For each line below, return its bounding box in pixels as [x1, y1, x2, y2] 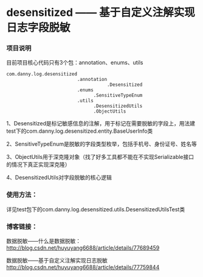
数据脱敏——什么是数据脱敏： [6, 237, 81, 245]
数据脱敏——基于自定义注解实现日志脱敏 [6, 257, 108, 264]
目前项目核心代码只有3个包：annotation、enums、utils [6, 59, 143, 66]
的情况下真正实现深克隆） [6, 161, 71, 168]
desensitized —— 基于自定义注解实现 [6, 5, 196, 19]
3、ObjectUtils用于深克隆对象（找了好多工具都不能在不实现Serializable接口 [6, 153, 194, 161]
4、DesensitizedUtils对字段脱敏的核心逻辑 [6, 174, 112, 181]
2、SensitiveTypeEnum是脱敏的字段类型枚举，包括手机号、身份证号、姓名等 [6, 141, 198, 148]
